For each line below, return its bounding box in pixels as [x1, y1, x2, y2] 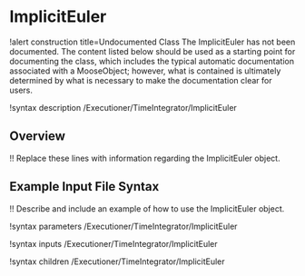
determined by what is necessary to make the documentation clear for [9, 74, 272, 85]
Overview [9, 129, 66, 144]
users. [9, 84, 34, 95]
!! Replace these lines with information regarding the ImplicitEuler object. [9, 153, 280, 163]
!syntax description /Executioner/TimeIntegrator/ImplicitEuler [9, 102, 238, 113]
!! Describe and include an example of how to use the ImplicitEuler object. [9, 202, 285, 214]
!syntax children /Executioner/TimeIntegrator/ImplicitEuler [9, 256, 225, 267]
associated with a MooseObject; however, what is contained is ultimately [9, 65, 281, 76]
